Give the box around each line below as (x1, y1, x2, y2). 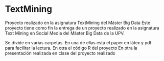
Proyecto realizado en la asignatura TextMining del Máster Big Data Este (5, 20, 151, 26)
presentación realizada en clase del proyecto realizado (5, 50, 116, 56)
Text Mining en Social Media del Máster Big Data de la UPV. (5, 30, 125, 36)
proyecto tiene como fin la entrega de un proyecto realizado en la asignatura (5, 25, 160, 30)
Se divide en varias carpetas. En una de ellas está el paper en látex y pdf (5, 39, 152, 45)
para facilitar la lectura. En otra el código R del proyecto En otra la (5, 45, 138, 51)
